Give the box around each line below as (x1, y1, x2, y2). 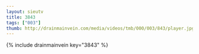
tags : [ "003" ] (6, 20, 41, 26)
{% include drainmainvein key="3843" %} (6, 42, 108, 49)
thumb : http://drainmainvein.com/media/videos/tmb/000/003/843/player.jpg (6, 25, 195, 31)
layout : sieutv (6, 8, 44, 15)
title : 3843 (6, 14, 36, 20)
